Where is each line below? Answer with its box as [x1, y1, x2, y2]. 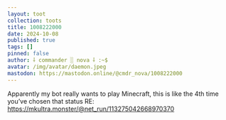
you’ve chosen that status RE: [7, 97, 95, 105]
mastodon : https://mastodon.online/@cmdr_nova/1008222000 [7, 70, 183, 77]
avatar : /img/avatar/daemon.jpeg [7, 63, 107, 70]
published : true [7, 37, 55, 44]
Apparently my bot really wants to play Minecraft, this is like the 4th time [7, 89, 219, 98]
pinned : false [7, 50, 50, 58]
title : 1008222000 [7, 23, 62, 31]
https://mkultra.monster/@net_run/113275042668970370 [7, 104, 175, 113]
